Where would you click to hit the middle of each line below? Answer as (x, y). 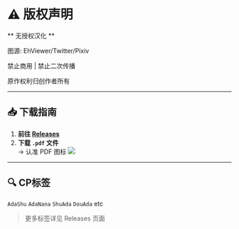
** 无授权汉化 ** (31, 36)
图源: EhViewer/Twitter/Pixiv (48, 50)
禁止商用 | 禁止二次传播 (42, 65)
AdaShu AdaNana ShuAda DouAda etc (55, 203)
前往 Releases (38, 134)
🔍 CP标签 (29, 183)
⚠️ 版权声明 (40, 15)
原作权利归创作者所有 (38, 81)
